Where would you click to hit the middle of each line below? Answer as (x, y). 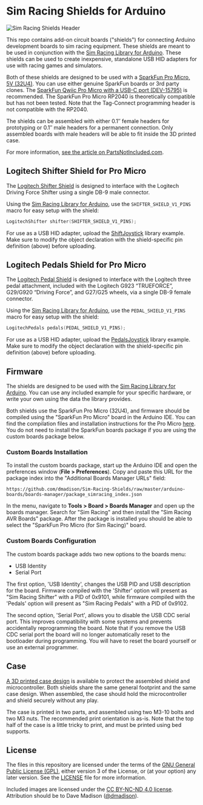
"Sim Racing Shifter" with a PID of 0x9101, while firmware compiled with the (101, 597)
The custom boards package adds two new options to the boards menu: (96, 554)
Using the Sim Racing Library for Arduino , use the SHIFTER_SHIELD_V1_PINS (99, 204)
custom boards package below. (45, 437)
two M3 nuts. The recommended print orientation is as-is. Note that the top (100, 718)
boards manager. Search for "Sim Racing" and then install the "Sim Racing (99, 512)
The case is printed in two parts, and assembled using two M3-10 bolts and (100, 712)
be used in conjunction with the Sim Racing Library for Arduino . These (94, 52)
